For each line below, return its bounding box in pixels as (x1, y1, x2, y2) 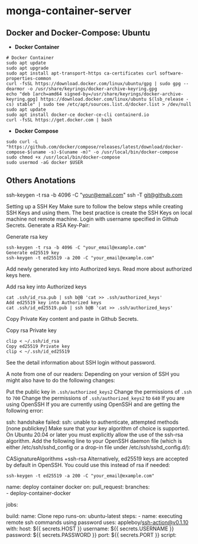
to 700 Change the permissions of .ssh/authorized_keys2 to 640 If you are (6, 394, 185, 401)
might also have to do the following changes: (6, 376, 115, 384)
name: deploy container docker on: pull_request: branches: (6, 483, 150, 490)
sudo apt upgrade (6, 65, 49, 71)
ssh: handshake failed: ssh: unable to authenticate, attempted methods (6, 419, 179, 426)
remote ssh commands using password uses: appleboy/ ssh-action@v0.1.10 (6, 519, 189, 526)
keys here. (6, 271, 32, 279)
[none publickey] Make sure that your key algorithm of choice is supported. (6, 424, 190, 432)
